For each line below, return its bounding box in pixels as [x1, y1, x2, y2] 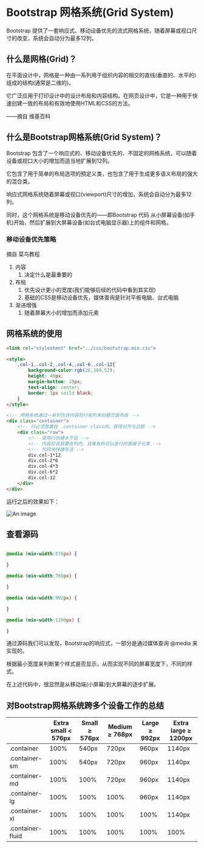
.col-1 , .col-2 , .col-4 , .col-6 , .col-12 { [17, 362, 115, 368]
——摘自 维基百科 [6, 112, 50, 119]
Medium [107, 723, 132, 731]
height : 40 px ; [28, 373, 64, 380]
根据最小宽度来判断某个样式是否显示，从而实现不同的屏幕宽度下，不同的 [6, 660, 187, 668]
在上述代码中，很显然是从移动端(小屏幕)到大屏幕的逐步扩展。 [6, 680, 160, 688]
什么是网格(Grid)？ [6, 54, 77, 65]
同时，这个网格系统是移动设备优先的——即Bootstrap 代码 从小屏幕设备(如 [6, 211, 190, 218]
